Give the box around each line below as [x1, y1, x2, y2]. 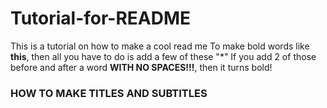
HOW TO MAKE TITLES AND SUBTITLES [10, 86, 208, 100]
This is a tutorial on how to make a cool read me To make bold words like [10, 40, 310, 52]
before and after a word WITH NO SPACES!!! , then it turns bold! [10, 61, 273, 73]
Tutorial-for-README [10, 7, 192, 30]
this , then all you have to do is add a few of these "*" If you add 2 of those [10, 50, 317, 62]
